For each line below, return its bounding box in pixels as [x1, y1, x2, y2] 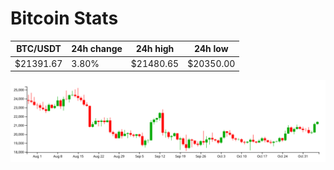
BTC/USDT [16, 43, 62, 55]
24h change [71, 43, 123, 55]
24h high [135, 43, 175, 55]
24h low [193, 43, 229, 55]
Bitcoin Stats [10, 7, 119, 30]
